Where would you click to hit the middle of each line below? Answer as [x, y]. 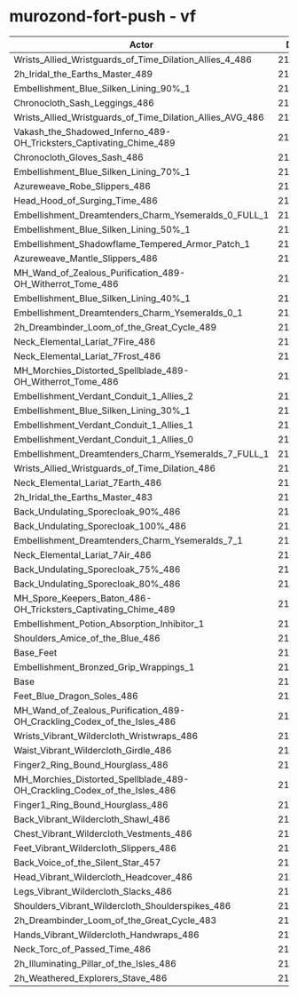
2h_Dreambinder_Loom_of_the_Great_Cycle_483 [115, 920]
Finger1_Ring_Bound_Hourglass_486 [91, 804]
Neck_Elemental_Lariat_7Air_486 [83, 554]
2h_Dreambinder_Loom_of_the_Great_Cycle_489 [115, 327]
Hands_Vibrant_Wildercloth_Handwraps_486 [106, 935]
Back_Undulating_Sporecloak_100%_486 [100, 526]
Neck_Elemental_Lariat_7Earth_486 [88, 482]
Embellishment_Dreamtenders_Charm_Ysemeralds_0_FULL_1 [141, 215]
